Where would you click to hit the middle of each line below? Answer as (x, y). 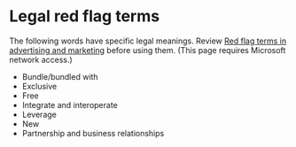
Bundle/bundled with (60, 76)
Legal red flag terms (85, 16)
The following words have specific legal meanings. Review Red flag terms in (148, 41)
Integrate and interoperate (70, 104)
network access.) (41, 59)
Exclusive (39, 86)
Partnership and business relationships (93, 133)
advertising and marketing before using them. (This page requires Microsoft (148, 50)
